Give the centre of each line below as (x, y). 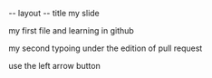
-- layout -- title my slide (54, 13)
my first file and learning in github (72, 30)
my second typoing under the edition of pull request (106, 48)
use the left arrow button (54, 66)
